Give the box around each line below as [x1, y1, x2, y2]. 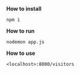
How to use [6, 49, 35, 57]
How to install [6, 5, 42, 12]
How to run [6, 27, 35, 34]
